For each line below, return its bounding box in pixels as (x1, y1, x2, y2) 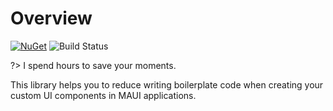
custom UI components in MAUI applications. (10, 89, 197, 101)
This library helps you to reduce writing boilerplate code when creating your (10, 78, 324, 91)
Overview (10, 7, 93, 30)
